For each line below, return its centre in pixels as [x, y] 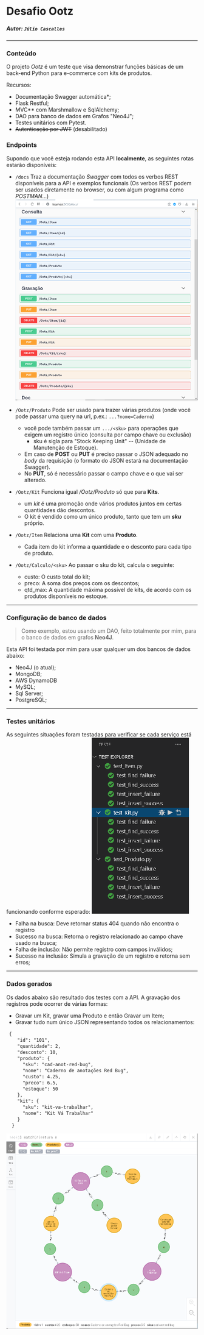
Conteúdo [21, 54]
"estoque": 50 [40, 1089]
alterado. [35, 480]
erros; [22, 963]
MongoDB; [29, 674]
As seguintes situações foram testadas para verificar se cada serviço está [99, 735]
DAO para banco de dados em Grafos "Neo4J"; [74, 116]
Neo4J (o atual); [36, 667]
